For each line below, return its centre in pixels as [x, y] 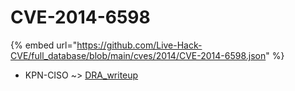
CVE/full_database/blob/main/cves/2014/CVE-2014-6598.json [138, 55]
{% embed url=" [44, 45]
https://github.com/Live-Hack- [139, 45]
